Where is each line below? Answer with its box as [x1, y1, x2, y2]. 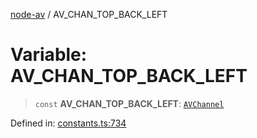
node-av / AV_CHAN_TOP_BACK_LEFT [10, 9, 168, 20]
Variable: [10, 44, 88, 66]
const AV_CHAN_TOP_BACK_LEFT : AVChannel [34, 97, 225, 109]
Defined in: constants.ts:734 [10, 117, 127, 129]
